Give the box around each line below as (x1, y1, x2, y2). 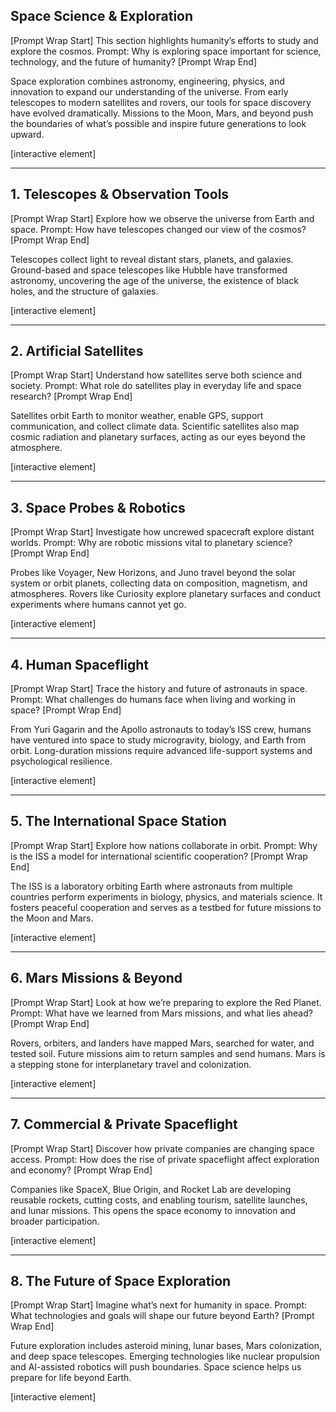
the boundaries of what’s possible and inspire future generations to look (10, 117, 307, 129)
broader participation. (10, 1215, 100, 1227)
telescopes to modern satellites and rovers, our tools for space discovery (10, 96, 312, 108)
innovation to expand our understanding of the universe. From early (10, 85, 289, 98)
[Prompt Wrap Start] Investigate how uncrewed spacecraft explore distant (10, 526, 315, 538)
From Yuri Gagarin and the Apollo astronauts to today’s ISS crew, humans (10, 724, 312, 736)
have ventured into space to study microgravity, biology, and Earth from (10, 734, 307, 746)
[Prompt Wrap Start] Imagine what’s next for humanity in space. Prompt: (10, 1299, 308, 1311)
